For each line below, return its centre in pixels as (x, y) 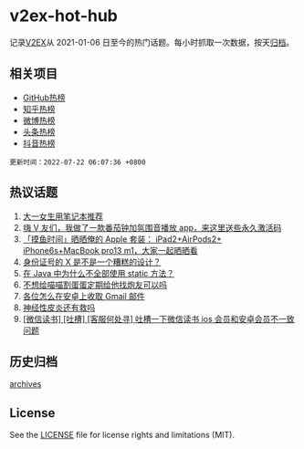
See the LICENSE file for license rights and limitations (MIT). (122, 435)
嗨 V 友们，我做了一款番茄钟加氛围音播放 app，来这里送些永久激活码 (152, 227)
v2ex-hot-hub (64, 16)
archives (26, 384)
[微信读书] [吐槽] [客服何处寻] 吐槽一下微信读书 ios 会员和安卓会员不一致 (158, 318)
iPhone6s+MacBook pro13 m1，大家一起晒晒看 (110, 250)
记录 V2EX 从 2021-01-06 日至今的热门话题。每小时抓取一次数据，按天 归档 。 (152, 42)
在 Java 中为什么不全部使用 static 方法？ (99, 273)
